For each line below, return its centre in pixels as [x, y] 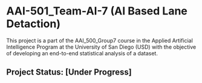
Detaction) [34, 24]
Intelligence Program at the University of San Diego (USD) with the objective [101, 47]
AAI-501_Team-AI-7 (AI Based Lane [97, 11]
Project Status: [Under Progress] [69, 72]
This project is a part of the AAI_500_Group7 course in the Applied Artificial [100, 40]
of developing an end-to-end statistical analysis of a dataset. [82, 53]
